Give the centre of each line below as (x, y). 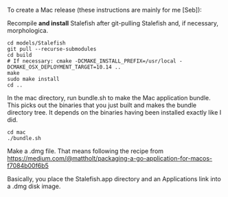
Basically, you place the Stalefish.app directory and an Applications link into (114, 179)
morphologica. (28, 31)
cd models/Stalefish (37, 43)
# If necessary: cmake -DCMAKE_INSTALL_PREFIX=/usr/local (92, 61)
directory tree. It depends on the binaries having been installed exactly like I (114, 112)
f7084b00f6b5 (28, 165)
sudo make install (33, 79)
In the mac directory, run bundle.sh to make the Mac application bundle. (109, 98)
